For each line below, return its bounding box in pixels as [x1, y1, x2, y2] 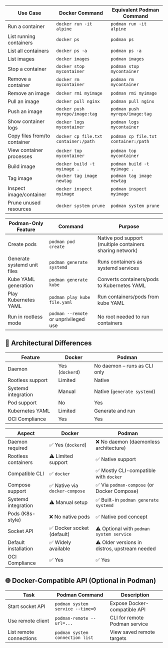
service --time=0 [54, 606, 96, 611]
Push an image [7, 108, 42, 114]
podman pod [49, 239, 75, 244]
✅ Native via [49, 482, 78, 489]
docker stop [56, 63, 85, 69]
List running [7, 33, 36, 39]
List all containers [7, 47, 49, 54]
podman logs [110, 119, 139, 124]
